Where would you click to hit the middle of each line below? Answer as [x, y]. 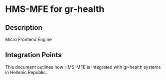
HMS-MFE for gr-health [55, 9]
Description [24, 28]
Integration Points [34, 55]
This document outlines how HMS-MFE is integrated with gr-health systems [83, 67]
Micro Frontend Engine [29, 39]
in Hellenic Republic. [26, 72]
